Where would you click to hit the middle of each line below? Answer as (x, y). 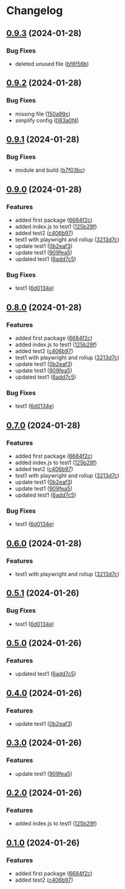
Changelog (35, 11)
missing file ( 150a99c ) (43, 114)
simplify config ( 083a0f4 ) (47, 120)
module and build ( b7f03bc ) (50, 170)
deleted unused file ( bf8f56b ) (52, 64)
